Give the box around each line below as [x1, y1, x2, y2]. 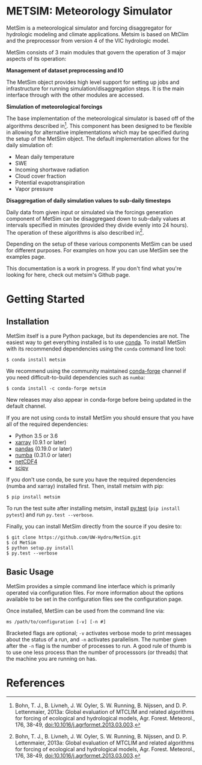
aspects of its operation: [6, 55, 67, 62]
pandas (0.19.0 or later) [14, 445, 73, 452]
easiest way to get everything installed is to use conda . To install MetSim [6, 339, 186, 346]
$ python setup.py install [6, 545, 74, 551]
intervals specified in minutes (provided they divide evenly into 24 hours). [6, 221, 189, 229]
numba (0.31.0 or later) [14, 451, 72, 459]
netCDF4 [14, 458, 38, 465]
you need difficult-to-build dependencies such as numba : [6, 374, 145, 381]
